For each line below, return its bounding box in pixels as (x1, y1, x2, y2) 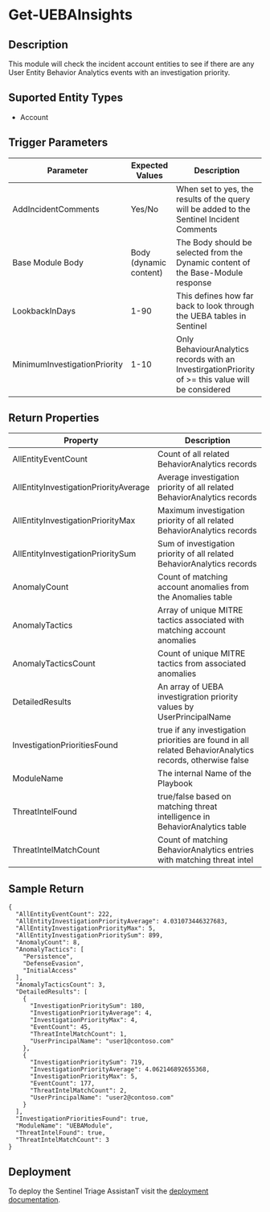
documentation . (8, 1195, 61, 1205)
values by (157, 701, 194, 712)
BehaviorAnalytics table (157, 821, 247, 832)
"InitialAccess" (22, 967, 78, 975)
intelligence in (157, 811, 211, 823)
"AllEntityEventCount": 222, (15, 911, 113, 919)
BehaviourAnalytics (176, 343, 249, 355)
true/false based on (157, 791, 231, 803)
